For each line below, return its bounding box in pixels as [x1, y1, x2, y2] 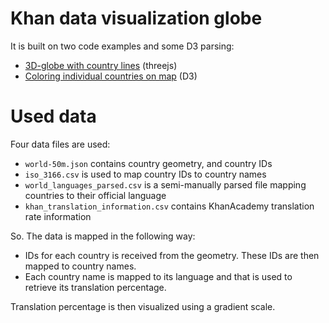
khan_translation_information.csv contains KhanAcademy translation [24, 200, 315, 212]
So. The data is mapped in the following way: [10, 230, 196, 242]
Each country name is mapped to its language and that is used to [24, 270, 293, 282]
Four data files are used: [10, 138, 111, 150]
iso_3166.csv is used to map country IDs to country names [24, 168, 267, 180]
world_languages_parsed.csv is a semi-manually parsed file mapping [24, 178, 307, 191]
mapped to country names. [24, 260, 137, 272]
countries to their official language [24, 189, 167, 201]
